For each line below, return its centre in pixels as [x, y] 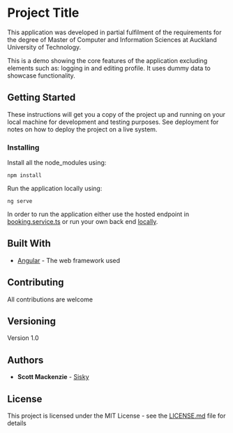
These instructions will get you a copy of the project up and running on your [116, 114]
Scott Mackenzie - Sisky [53, 377]
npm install [24, 176]
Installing [23, 147]
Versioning [31, 321]
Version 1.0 [23, 338]
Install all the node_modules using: [57, 163]
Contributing [36, 282]
